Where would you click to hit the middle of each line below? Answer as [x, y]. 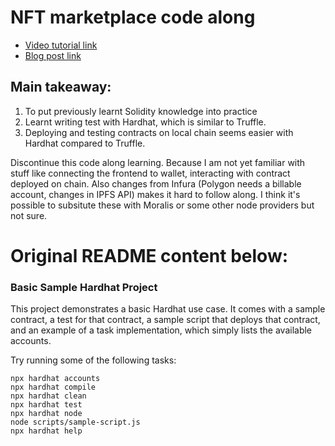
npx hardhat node [46, 414]
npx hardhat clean [48, 396]
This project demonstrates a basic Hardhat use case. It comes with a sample [168, 309]
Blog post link [53, 55]
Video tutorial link [61, 45]
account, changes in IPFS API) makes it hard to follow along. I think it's [155, 194]
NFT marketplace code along [133, 17]
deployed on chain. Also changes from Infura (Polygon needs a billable [156, 183]
